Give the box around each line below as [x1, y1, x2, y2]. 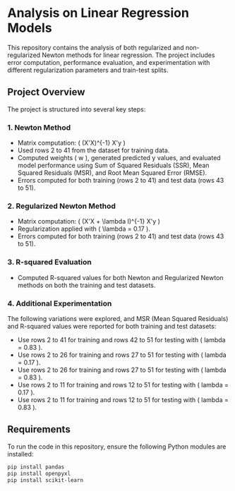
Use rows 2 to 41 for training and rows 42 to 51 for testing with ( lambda [17, 335, 226, 344]
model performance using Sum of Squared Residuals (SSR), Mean [17, 161, 210, 170]
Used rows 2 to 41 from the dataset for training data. [17, 146, 170, 154]
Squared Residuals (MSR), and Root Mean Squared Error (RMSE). [17, 169, 207, 177]
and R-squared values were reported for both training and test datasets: [7, 322, 217, 330]
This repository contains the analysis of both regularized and [7, 43, 184, 51]
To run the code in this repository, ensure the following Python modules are [7, 442, 227, 451]
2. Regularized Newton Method [7, 201, 116, 211]
